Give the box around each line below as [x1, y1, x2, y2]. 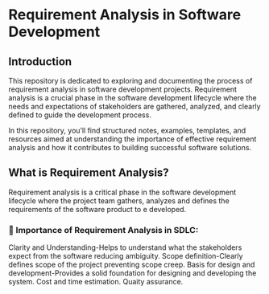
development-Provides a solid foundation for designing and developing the [8, 268, 257, 278]
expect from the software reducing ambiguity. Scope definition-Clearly [8, 251, 243, 261]
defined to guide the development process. [8, 110, 151, 120]
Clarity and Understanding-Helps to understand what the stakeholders [8, 243, 242, 252]
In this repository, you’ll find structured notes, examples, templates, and [8, 126, 246, 135]
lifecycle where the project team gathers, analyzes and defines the [8, 195, 230, 206]
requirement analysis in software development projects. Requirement [8, 84, 238, 94]
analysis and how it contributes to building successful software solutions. [8, 143, 252, 152]
